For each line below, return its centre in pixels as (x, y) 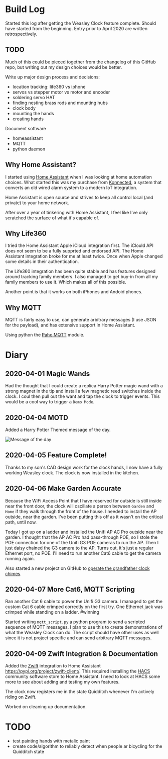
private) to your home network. (37, 203)
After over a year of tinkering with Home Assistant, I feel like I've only (76, 212)
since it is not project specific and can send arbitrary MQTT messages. (78, 638)
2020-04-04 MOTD (37, 418)
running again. (20, 558)
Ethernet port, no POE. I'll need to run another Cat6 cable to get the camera (83, 553)
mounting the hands (33, 113)
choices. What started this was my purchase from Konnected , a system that (83, 182)
